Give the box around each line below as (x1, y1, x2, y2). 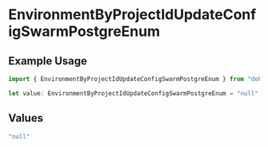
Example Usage (8, 54, 88, 68)
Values (8, 111, 44, 125)
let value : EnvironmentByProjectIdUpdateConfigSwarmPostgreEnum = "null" (8, 89, 259, 97)
